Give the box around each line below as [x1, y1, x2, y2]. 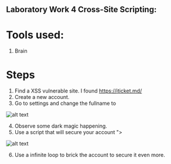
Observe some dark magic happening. [14, 122, 107, 129]
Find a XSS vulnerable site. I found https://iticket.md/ [14, 87, 142, 94]
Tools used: [6, 28, 64, 42]
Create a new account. [14, 94, 70, 101]
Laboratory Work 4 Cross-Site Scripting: [6, 5, 157, 15]
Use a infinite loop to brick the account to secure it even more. [14, 152, 166, 159]
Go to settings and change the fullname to [14, 100, 116, 107]
